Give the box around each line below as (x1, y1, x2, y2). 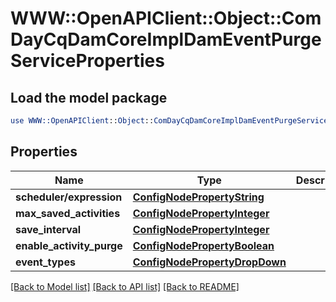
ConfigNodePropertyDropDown (132, 255, 287, 269)
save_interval (15, 222, 82, 236)
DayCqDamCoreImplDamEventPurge (10, 28, 322, 51)
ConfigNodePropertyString (132, 190, 265, 204)
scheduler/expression (15, 190, 123, 204)
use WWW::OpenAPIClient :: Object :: (10, 116, 155, 126)
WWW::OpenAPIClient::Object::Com (10, 7, 322, 30)
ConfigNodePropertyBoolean (132, 238, 275, 252)
